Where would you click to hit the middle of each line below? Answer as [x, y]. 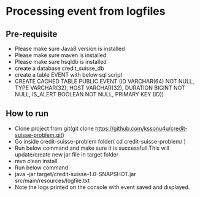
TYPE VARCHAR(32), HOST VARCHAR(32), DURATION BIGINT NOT [100, 88]
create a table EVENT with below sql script [68, 75]
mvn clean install [36, 161]
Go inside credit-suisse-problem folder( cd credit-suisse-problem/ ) [100, 141]
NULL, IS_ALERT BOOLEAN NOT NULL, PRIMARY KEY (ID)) [89, 94]
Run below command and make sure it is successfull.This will [92, 148]
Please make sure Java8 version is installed [70, 48]
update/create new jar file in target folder [67, 154]
